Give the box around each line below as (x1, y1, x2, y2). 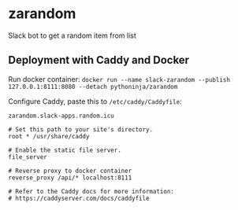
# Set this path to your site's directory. (8, 125, 154, 134)
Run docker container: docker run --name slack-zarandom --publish (8, 74, 231, 83)
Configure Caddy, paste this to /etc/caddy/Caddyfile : (8, 96, 183, 106)
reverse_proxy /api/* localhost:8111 (8, 174, 132, 182)
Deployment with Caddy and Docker (8, 53, 190, 67)
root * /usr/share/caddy (8, 132, 90, 140)
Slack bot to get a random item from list (8, 31, 136, 40)
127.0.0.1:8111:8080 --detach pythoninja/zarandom (8, 83, 178, 90)
